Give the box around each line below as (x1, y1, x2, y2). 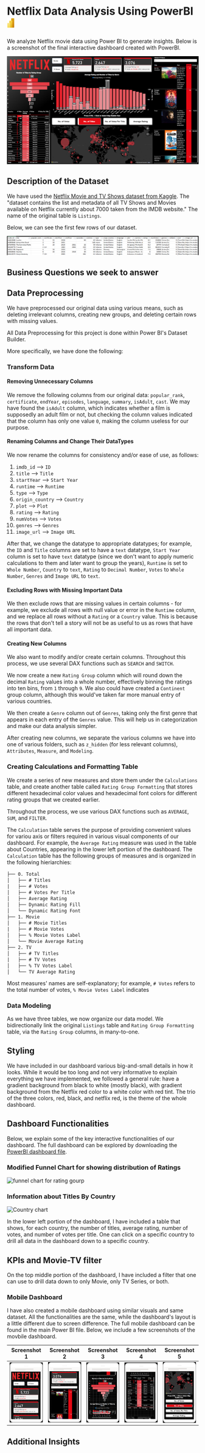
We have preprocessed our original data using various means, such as (7, 304, 184, 311)
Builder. (7, 335, 26, 343)
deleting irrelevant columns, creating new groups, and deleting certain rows (7, 310, 197, 318)
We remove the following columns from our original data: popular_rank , (7, 391, 185, 398)
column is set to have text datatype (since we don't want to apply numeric (7, 553, 194, 560)
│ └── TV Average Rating (7, 969, 75, 975)
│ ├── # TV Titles (7, 950, 60, 956)
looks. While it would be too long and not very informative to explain (7, 1068, 178, 1076)
